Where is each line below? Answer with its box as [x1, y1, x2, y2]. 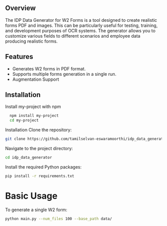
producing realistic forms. [5, 38, 58, 44]
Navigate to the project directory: [5, 146, 73, 152]
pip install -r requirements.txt [5, 173, 75, 178]
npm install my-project [9, 113, 59, 118]
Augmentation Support [12, 76, 59, 82]
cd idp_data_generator [5, 155, 52, 160]
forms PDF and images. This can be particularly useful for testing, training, [5, 22, 158, 28]
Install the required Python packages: [5, 164, 82, 170]
